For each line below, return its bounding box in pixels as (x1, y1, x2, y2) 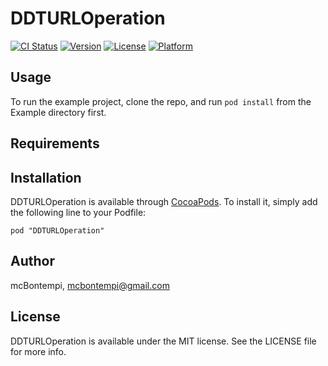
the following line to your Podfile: (10, 206, 147, 218)
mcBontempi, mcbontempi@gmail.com (10, 279, 170, 291)
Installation (10, 169, 82, 186)
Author (10, 253, 55, 270)
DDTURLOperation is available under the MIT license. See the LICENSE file (10, 335, 317, 347)
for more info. (10, 345, 67, 357)
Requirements (10, 135, 100, 152)
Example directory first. (10, 106, 107, 118)
